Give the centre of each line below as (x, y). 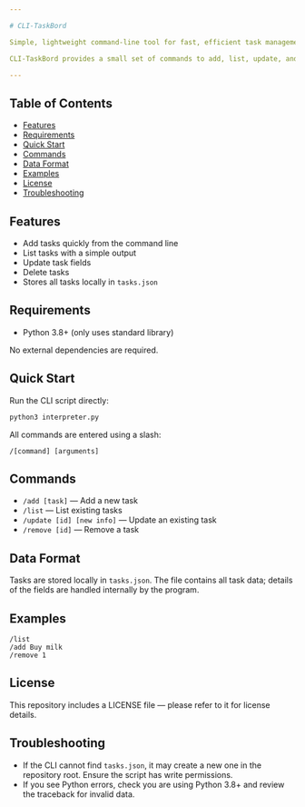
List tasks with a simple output (79, 253)
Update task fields (57, 263)
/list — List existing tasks (72, 511)
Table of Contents (61, 103)
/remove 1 (28, 655)
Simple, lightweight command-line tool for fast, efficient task (135, 42)
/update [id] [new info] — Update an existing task (119, 520)
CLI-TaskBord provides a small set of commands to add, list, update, (146, 59)
